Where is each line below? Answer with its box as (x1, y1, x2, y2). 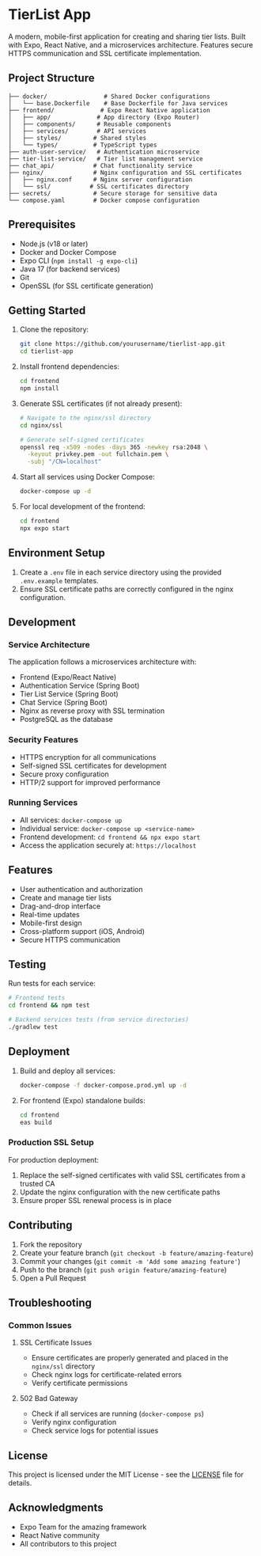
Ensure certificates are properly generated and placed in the (31, 1353, 229, 1363)
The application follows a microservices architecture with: (8, 657, 197, 666)
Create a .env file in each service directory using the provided (19, 567, 221, 577)
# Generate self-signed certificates (19, 435, 145, 444)
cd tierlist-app (19, 347, 74, 355)
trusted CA (19, 1178, 55, 1188)
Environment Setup (8, 546, 105, 560)
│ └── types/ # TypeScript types (8, 141, 157, 149)
